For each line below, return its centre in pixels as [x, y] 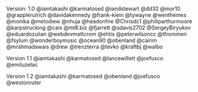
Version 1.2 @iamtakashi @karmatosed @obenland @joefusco [83, 76]
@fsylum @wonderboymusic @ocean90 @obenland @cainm [82, 40]
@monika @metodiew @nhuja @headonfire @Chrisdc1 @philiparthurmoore [99, 21]
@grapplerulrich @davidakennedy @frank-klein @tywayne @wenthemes [97, 15]
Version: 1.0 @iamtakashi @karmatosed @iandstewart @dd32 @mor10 [94, 9]
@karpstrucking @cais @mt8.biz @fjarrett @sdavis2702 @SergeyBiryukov [98, 27]
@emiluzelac [22, 65]
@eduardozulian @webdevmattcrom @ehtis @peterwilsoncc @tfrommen [97, 34]
